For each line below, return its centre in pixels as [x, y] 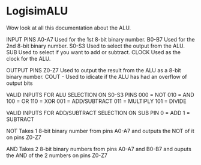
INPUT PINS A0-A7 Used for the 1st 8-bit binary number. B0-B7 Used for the [100, 39]
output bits [19, 83]
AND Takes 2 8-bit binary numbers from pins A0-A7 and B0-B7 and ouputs [99, 149]
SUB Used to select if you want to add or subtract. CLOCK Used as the [94, 52]
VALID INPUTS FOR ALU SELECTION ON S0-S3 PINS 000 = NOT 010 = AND [100, 95]
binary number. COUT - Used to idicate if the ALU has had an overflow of [97, 76]
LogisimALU [37, 11]
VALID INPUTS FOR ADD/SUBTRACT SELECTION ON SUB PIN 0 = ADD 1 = [98, 113]
